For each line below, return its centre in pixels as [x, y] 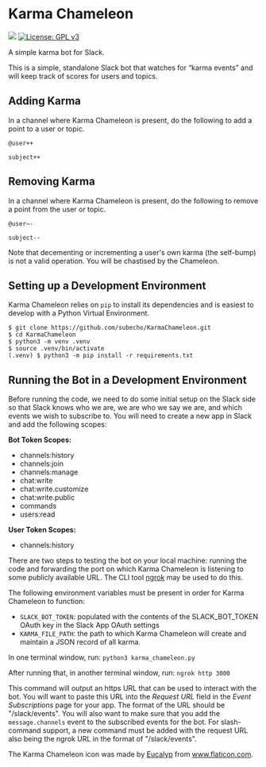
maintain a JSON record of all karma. [80, 642]
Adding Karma [45, 101]
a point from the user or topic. [57, 209]
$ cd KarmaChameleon [42, 335]
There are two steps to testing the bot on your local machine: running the [128, 560]
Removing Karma [52, 182]
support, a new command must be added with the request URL [145, 730]
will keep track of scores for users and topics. [83, 76]
